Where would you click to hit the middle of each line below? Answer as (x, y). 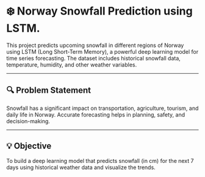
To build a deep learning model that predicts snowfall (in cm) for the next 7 (100, 161)
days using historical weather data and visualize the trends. (81, 167)
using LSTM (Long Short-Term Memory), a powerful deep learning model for (103, 51)
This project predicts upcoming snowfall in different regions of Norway (95, 45)
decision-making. (28, 121)
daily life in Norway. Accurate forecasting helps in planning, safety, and (96, 114)
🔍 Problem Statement (49, 91)
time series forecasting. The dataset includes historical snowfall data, (94, 58)
